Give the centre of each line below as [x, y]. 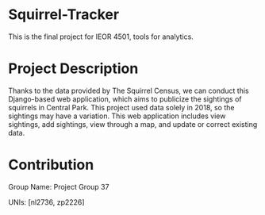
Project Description [73, 69]
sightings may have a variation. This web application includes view [117, 116]
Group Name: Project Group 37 [59, 186]
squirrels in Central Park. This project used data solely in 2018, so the [121, 107]
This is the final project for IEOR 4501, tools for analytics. [101, 36]
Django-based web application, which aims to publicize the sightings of [125, 99]
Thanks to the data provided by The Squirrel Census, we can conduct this [129, 90]
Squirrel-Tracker [64, 15]
